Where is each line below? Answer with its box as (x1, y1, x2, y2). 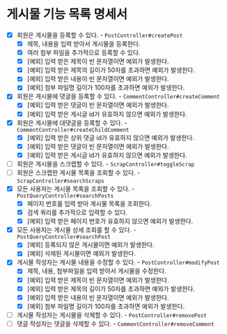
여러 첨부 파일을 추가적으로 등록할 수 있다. (26, 48, 141, 57)
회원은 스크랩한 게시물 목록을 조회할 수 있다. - (16, 168, 141, 177)
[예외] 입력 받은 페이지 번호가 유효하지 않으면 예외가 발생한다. (26, 217, 194, 226)
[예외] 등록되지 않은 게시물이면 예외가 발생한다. (26, 240, 155, 249)
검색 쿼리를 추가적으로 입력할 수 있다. (26, 208, 128, 217)
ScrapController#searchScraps (16, 177, 105, 184)
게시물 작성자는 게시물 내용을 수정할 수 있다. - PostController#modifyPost (16, 258, 220, 266)
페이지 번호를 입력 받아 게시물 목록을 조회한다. (26, 200, 152, 208)
